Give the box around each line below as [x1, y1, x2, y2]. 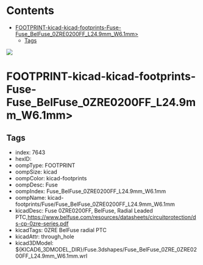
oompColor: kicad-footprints [15, 174, 87, 182]
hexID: [15, 155, 32, 162]
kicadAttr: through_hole [15, 233, 74, 240]
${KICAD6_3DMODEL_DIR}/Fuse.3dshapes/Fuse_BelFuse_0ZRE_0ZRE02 [15, 246, 197, 253]
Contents [6, 4, 55, 18]
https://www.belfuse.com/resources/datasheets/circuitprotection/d [27, 213, 196, 221]
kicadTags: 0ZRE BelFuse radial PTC [15, 226, 107, 233]
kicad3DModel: [15, 239, 54, 247]
